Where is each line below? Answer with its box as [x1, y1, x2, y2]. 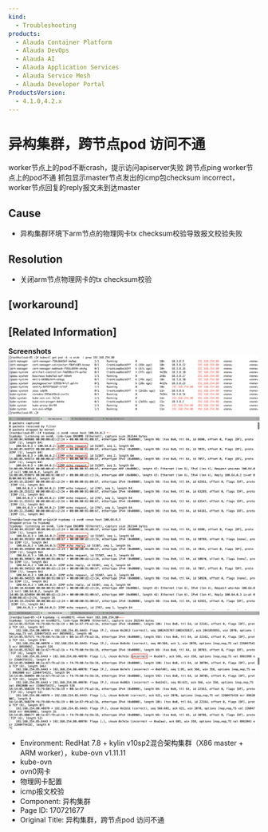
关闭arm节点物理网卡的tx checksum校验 [19, 274, 152, 283]
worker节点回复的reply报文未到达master [8, 183, 141, 192]
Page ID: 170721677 [19, 805, 85, 814]
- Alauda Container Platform [15, 38, 112, 46]
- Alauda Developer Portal [15, 80, 105, 88]
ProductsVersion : [8, 89, 66, 97]
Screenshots [8, 347, 52, 356]
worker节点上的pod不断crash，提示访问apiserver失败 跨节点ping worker [8, 163, 246, 172]
